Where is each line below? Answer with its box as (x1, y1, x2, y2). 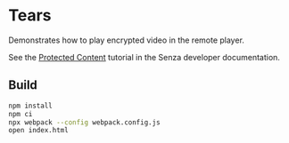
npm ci (8, 109, 33, 118)
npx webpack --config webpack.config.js (8, 117, 161, 127)
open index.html (8, 126, 69, 135)
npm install (8, 101, 53, 110)
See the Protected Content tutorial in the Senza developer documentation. (8, 52, 280, 62)
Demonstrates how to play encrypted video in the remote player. (8, 35, 244, 45)
